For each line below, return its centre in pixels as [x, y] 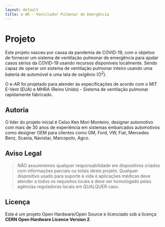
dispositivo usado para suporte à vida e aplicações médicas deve [84, 176]
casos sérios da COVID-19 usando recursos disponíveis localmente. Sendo [81, 63]
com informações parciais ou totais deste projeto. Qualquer [78, 170]
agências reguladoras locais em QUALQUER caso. [68, 186]
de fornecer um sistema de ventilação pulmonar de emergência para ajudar [82, 58]
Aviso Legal [23, 153]
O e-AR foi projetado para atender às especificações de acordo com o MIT [81, 84]
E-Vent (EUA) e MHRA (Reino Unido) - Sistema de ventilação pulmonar [77, 89]
